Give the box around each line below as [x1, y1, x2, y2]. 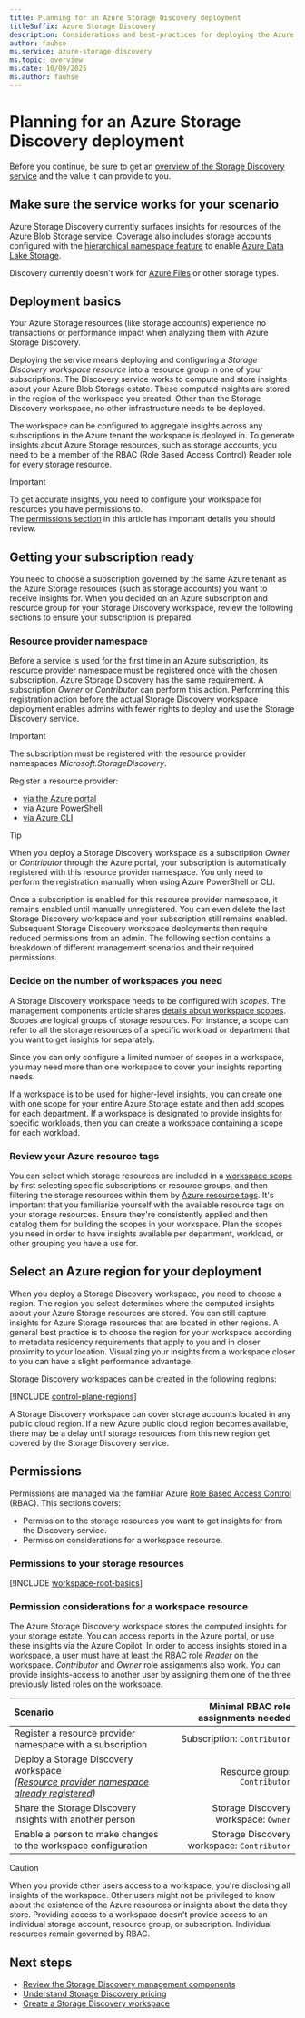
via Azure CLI [22, 812, 74, 823]
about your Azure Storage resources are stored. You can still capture [9, 1307, 267, 1318]
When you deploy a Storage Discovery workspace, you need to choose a [9, 1288, 283, 1299]
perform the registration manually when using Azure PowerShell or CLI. [9, 877, 276, 888]
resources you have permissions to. [9, 504, 143, 515]
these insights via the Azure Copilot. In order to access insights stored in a [9, 1640, 288, 1651]
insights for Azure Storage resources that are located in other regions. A [9, 1317, 279, 1328]
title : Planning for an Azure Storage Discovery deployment [9, 13, 242, 23]
